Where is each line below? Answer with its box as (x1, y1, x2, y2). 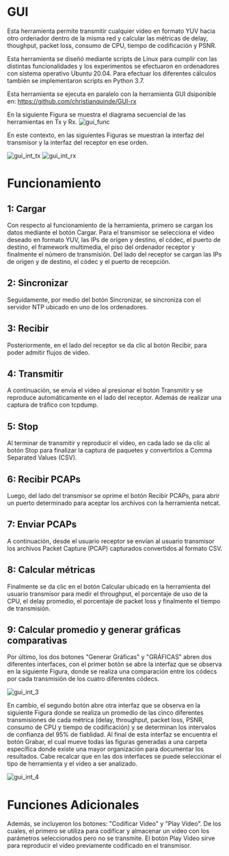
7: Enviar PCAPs (7, 519, 77, 530)
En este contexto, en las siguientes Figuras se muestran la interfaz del (7, 131, 204, 139)
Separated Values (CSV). (7, 453, 77, 462)
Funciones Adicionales (7, 797, 139, 813)
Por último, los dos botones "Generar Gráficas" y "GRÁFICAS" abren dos (7, 653, 212, 661)
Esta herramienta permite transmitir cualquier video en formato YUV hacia (7, 27, 215, 35)
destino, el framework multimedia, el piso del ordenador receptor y (7, 243, 196, 251)
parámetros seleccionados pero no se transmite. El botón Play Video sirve (7, 834, 215, 842)
